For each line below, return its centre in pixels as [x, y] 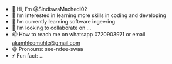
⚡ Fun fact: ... [28, 55]
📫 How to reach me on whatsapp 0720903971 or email [78, 34]
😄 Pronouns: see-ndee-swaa [47, 49]
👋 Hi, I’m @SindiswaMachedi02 [50, 9]
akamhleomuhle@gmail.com [46, 43]
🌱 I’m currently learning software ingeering [63, 21]
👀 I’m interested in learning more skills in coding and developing [89, 15]
